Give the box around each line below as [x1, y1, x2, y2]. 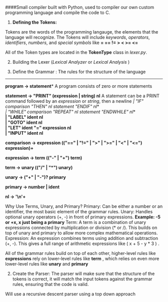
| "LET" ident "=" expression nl [5, 125, 71, 131]
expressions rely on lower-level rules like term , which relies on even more [5, 255, 159, 261]
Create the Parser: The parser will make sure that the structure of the [12, 270, 155, 276]
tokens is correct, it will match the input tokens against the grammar [12, 276, 152, 282]
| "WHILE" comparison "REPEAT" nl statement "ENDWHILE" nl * [5, 109, 136, 115]
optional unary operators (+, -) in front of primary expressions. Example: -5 [5, 214, 161, 220]
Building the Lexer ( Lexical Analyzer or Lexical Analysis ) [12, 59, 130, 65]
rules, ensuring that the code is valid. [12, 281, 89, 287]
